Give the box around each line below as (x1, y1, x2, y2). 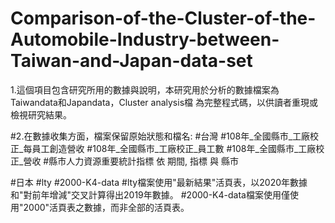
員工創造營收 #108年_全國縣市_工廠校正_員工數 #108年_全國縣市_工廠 (31, 142, 317, 154)
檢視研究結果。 (10, 108, 72, 121)
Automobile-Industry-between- (10, 28, 280, 51)
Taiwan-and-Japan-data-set (10, 50, 253, 72)
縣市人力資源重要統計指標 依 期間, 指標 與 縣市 (48, 155, 239, 167)
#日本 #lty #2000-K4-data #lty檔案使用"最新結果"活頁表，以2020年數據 (10, 176, 308, 188)
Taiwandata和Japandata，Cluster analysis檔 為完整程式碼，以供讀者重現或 (10, 96, 318, 108)
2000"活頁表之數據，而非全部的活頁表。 (23, 201, 190, 213)
